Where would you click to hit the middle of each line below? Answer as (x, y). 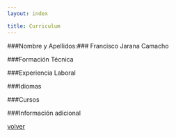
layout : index (28, 13)
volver (16, 126)
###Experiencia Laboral (42, 73)
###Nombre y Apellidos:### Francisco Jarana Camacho (88, 46)
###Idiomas (24, 86)
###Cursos (23, 99)
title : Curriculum (34, 26)
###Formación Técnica (41, 59)
